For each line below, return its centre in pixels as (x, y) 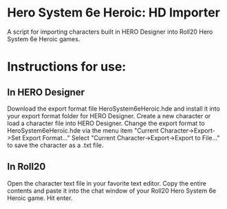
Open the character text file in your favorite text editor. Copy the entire (107, 183)
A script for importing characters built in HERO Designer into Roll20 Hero (110, 32)
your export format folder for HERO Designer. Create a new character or (109, 115)
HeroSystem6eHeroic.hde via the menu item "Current (83, 130)
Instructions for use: (67, 67)
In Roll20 (26, 167)
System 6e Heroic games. (44, 38)
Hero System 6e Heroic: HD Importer (113, 13)
